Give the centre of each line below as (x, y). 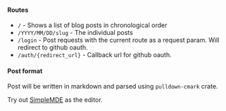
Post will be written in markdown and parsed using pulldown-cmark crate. (113, 87)
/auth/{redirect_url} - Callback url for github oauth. (95, 55)
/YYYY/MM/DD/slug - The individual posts (75, 33)
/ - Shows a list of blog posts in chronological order (92, 25)
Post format (25, 71)
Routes (18, 10)
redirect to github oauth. (52, 47)
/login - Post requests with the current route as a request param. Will (118, 40)
